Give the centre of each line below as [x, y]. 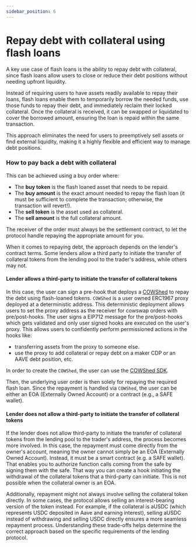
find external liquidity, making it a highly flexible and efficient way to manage [98, 142]
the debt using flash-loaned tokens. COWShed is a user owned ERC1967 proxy [97, 298]
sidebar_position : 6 [31, 11]
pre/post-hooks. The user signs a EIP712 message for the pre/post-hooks [94, 317]
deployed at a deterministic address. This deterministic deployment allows [95, 304]
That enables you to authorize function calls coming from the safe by [89, 464]
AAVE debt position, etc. [44, 359]
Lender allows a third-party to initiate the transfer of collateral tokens [92, 279]
